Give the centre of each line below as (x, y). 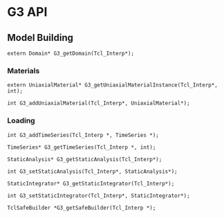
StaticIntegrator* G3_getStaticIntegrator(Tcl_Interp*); (91, 183)
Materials (24, 71)
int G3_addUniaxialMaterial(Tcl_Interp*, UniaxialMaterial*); (99, 103)
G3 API (27, 12)
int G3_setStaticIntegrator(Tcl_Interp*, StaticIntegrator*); (99, 196)
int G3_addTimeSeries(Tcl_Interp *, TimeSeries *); (83, 135)
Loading (21, 120)
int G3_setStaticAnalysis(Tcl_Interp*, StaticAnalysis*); (92, 171)
